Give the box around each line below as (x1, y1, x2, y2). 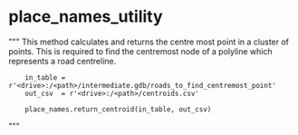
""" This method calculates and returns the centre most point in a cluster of (8, 36, 290, 47)
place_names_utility (8, 6, 164, 27)
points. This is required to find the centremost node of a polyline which (8, 45, 273, 56)
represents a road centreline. (8, 55, 117, 66)
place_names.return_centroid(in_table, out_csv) (24, 104, 212, 114)
